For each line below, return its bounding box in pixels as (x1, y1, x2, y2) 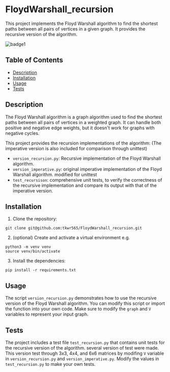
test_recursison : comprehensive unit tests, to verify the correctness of (12, 177, 162, 183)
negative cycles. (5, 130, 40, 136)
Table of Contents (5, 56, 64, 65)
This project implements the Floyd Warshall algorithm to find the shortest (5, 20, 158, 26)
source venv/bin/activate (5, 249, 60, 254)
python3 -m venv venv (5, 244, 51, 250)
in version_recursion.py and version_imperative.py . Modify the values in (5, 356, 159, 362)
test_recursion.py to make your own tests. (5, 361, 96, 367)
